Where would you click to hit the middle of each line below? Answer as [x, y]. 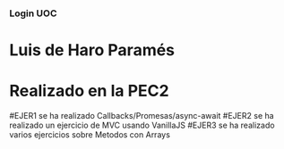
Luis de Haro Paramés [92, 50]
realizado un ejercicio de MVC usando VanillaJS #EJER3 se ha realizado [142, 125]
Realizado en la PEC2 [89, 91]
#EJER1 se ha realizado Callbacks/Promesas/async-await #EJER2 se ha [142, 116]
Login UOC [33, 13]
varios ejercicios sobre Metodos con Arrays [90, 135]
